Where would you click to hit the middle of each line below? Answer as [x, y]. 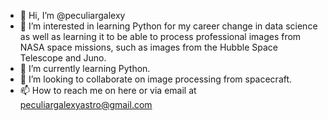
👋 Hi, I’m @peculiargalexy [72, 15]
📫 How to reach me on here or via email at [108, 90]
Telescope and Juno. [63, 58]
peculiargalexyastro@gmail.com [86, 104]
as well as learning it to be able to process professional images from [160, 36]
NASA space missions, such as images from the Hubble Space [148, 47]
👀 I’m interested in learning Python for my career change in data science [168, 26]
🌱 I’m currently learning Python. [85, 68]
